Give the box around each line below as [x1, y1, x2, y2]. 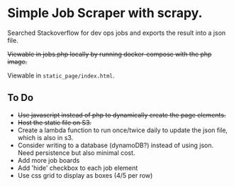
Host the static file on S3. [17, 118, 92, 127]
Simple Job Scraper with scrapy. [7, 5, 203, 21]
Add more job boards [17, 156, 80, 164]
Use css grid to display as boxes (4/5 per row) [17, 171, 153, 179]
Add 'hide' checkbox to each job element [17, 164, 138, 172]
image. [7, 57, 28, 65]
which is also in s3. [17, 133, 74, 141]
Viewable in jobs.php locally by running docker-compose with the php [7, 50, 212, 58]
